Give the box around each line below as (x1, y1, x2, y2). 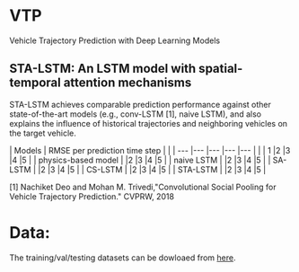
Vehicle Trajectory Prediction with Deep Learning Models (9, 35, 221, 46)
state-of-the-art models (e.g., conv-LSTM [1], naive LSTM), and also (9, 109, 262, 119)
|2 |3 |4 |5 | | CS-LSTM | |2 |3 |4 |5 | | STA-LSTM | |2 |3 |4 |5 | (38, 163, 267, 175)
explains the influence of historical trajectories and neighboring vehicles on (9, 118, 288, 128)
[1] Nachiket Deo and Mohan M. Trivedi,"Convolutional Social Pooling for (9, 181, 277, 192)
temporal (9, 75, 61, 91)
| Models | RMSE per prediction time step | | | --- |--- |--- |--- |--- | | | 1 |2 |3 (9, 145, 291, 155)
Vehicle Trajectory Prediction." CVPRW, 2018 (9, 190, 175, 202)
